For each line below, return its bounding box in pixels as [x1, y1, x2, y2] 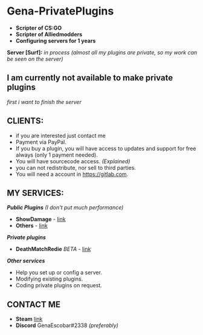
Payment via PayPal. [15, 138, 67, 146]
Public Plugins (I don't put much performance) [7, 204, 124, 211]
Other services [7, 257, 45, 264]
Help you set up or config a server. [15, 269, 102, 276]
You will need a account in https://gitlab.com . [15, 171, 129, 178]
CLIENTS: [7, 116, 44, 126]
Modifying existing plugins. [15, 275, 83, 282]
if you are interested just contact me [15, 132, 106, 139]
